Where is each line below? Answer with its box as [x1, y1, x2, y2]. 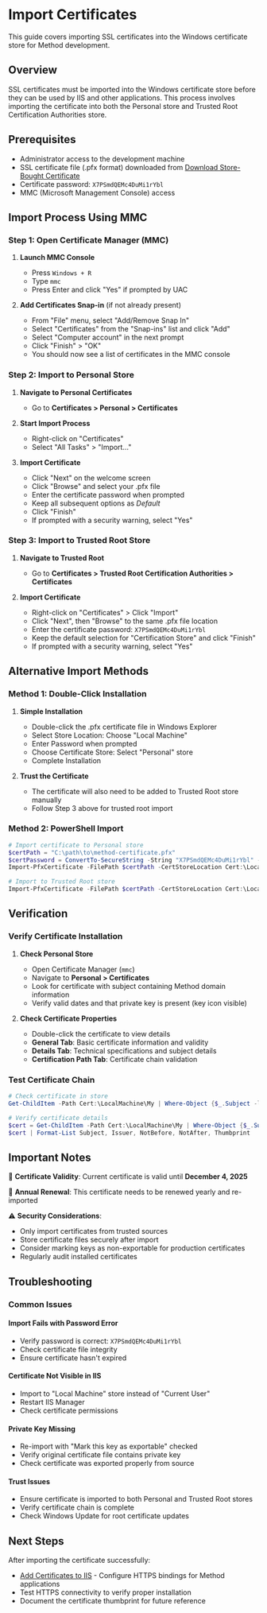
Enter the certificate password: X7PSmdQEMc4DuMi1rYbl [31, 624, 207, 634]
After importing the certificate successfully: [8, 1556, 151, 1565]
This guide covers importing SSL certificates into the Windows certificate [8, 32, 248, 41]
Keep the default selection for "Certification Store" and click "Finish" [31, 633, 257, 642]
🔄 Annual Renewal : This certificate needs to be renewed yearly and [8, 1187, 230, 1197]
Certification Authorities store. [8, 110, 107, 119]
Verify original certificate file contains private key [19, 1450, 181, 1460]
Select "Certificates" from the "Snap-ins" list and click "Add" [31, 324, 230, 334]
